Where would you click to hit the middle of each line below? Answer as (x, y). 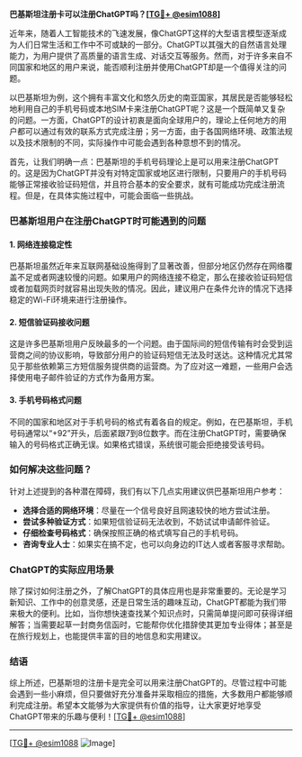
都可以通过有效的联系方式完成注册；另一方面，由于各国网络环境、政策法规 (155, 131)
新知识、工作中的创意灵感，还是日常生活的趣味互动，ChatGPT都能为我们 (144, 602)
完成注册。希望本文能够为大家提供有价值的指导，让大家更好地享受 (139, 706)
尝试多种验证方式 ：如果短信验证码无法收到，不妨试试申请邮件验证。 (148, 521)
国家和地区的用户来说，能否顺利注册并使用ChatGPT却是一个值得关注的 (148, 67)
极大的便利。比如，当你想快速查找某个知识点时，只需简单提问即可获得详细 (155, 614)
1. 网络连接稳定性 (41, 244)
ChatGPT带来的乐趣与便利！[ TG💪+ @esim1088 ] (98, 716)
